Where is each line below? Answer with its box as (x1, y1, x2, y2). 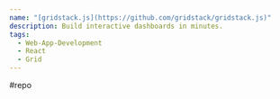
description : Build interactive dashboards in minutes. (9, 22, 223, 31)
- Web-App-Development (17, 38, 103, 48)
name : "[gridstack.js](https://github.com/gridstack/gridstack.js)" (9, 13, 272, 22)
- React (17, 47, 47, 56)
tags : (9, 30, 30, 39)
